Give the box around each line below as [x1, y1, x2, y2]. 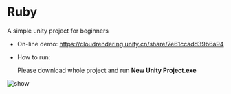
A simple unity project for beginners [7, 27, 109, 35]
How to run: [16, 52, 51, 61]
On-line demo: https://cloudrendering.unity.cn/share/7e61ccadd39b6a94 [16, 40, 225, 48]
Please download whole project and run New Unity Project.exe [16, 66, 197, 74]
